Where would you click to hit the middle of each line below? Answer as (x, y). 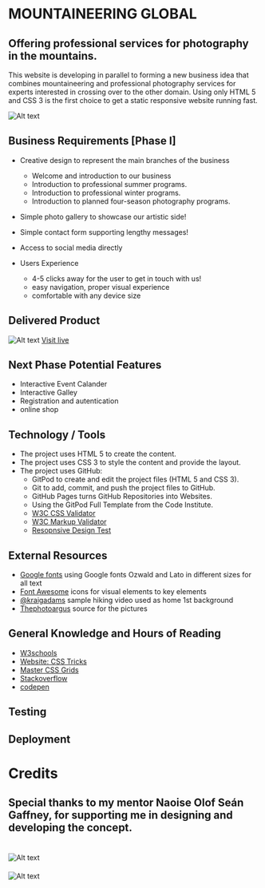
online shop (39, 410)
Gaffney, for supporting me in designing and (121, 815)
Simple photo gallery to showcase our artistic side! (103, 216)
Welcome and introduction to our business (101, 176)
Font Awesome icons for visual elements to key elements (113, 592)
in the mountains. (53, 55)
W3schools (38, 652)
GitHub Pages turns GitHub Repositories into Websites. (122, 497)
